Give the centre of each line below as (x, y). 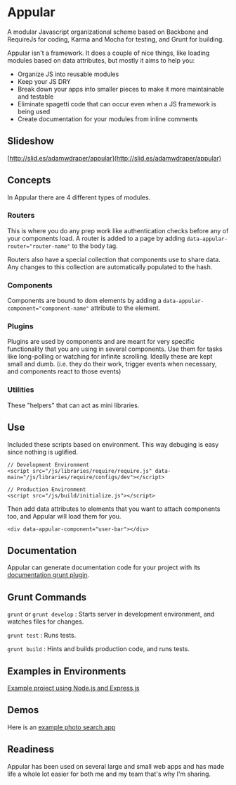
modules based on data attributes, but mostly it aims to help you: (101, 60)
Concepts (29, 180)
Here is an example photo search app (61, 727)
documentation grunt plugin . (48, 575)
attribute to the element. (126, 308)
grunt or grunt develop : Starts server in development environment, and (111, 614)
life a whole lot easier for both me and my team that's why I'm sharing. (109, 774)
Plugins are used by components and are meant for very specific (101, 342)
